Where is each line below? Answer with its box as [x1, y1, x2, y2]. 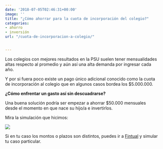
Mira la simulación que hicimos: [5, 114, 68, 120]
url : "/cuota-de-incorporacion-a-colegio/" [5, 35, 95, 39]
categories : [5, 20, 29, 26]
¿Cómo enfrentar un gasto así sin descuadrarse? [5, 91, 106, 96]
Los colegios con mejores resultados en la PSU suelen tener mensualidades [5, 56, 157, 62]
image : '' [5, 12, 25, 17]
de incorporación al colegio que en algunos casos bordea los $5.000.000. [5, 81, 153, 87]
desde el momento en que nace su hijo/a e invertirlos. [5, 105, 113, 111]
